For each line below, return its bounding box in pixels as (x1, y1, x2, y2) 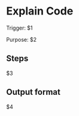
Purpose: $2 (6, 36, 37, 43)
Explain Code (6, 4, 74, 18)
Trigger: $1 (6, 24, 33, 31)
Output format (6, 87, 61, 97)
